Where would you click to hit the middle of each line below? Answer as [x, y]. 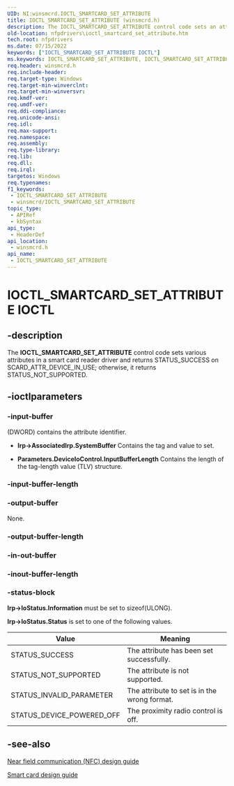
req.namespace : [29, 137]
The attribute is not [158, 670]
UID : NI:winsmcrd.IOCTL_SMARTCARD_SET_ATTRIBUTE [79, 14]
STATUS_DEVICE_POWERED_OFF [65, 715]
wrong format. [150, 699]
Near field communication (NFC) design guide [73, 761]
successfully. [149, 659]
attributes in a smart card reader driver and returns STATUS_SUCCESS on [113, 360]
